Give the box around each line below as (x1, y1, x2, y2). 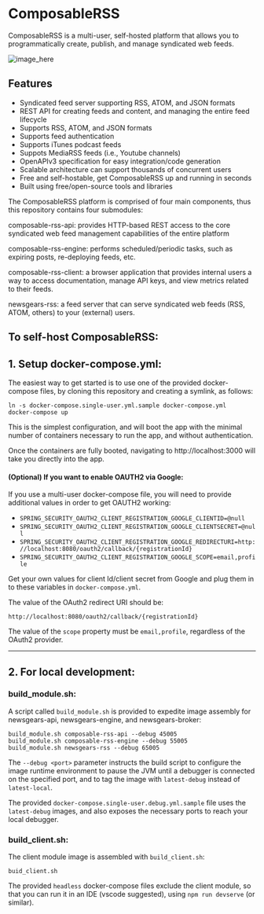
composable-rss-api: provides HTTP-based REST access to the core (8, 220, 231, 229)
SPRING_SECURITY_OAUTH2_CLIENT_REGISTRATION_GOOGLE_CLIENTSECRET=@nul (19, 523, 256, 531)
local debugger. (8, 814, 59, 824)
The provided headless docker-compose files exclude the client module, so (8, 881, 251, 890)
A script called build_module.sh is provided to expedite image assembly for (8, 707, 251, 716)
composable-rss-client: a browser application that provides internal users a (8, 267, 252, 277)
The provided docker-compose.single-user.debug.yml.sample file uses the (8, 798, 246, 807)
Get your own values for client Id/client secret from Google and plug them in (8, 574, 255, 584)
